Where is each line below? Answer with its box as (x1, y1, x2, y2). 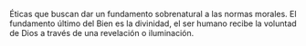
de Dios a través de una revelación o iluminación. (9, 28, 195, 38)
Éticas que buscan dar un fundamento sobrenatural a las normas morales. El (9, 9, 297, 19)
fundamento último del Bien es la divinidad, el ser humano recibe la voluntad (9, 18, 297, 29)
